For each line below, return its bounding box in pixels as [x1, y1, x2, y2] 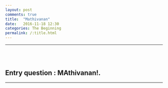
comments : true [5, 12, 37, 17]
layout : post [5, 7, 32, 12]
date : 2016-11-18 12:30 [5, 21, 59, 26]
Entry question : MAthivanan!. [5, 68, 101, 77]
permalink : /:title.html [5, 30, 57, 35]
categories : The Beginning [5, 26, 61, 31]
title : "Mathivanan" [5, 16, 50, 21]
